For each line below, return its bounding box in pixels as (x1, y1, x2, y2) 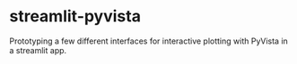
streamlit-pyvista (9, 6, 142, 27)
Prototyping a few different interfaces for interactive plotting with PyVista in (9, 36, 289, 46)
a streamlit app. (9, 44, 67, 55)
